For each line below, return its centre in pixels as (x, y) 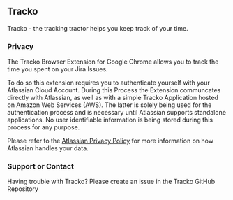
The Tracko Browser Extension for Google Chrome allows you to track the (113, 62)
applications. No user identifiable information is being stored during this (110, 120)
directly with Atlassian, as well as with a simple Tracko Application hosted (113, 98)
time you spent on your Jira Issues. (58, 69)
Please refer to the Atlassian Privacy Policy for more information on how (111, 141)
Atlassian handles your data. (48, 148)
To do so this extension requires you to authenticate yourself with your (109, 83)
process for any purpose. (44, 127)
